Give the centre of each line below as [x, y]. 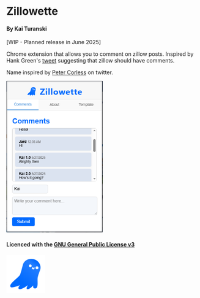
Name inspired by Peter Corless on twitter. [60, 72]
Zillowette [32, 11]
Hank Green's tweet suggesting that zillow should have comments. [91, 61]
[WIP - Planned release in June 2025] [54, 42]
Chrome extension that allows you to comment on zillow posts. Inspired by [100, 54]
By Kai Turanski [27, 28]
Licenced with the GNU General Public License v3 [71, 244]
